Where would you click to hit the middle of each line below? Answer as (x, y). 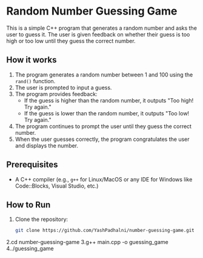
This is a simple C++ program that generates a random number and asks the (101, 28)
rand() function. (35, 81)
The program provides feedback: (56, 94)
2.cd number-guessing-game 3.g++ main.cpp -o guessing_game (87, 242)
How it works (32, 60)
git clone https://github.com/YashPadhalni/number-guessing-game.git (105, 231)
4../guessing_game (30, 249)
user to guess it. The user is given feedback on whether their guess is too (98, 34)
